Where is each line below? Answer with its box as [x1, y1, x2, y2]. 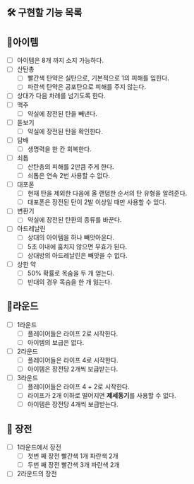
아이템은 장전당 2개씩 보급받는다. [27, 365, 119, 373]
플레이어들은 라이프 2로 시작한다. [27, 329, 119, 338]
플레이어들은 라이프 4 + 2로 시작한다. [27, 382, 130, 391]
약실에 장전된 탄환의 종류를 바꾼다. [27, 216, 122, 224]
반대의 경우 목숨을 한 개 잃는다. [27, 278, 112, 286]
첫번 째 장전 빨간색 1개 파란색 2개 [27, 451, 119, 461]
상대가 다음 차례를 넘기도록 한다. [16, 91, 106, 100]
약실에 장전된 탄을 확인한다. [27, 126, 103, 136]
